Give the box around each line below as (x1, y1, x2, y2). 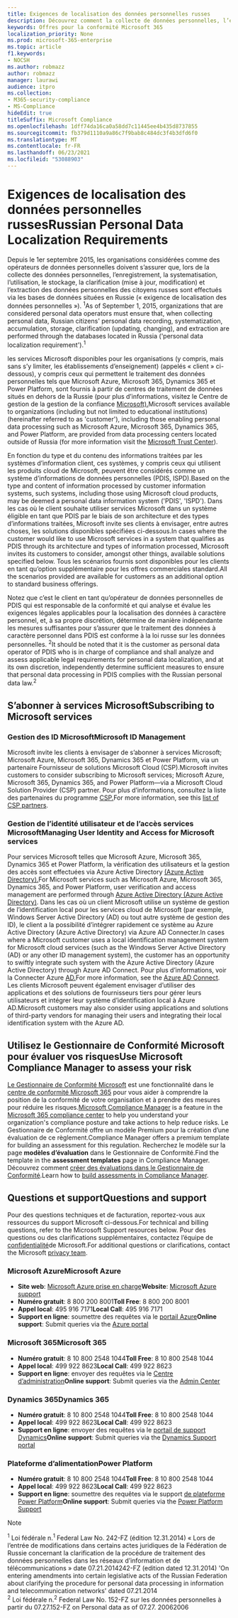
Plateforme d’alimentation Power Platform (7, 1458, 153, 1468)
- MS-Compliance (7, 103, 55, 110)
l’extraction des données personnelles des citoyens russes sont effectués (7, 285, 222, 294)
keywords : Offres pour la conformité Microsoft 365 (7, 23, 163, 31)
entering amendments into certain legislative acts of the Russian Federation (7, 1571, 228, 1580)
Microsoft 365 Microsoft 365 (7, 1338, 107, 1348)
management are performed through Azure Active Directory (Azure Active (7, 890, 223, 899)
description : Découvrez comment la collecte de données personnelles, (7, 17, 220, 24)
